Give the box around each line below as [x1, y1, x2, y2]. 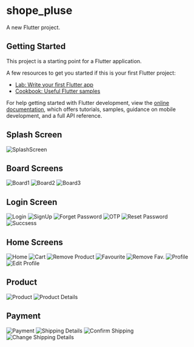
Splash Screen [6, 130, 62, 140]
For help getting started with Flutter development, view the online [6, 99, 170, 106]
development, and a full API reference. [6, 112, 102, 119]
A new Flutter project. [6, 24, 61, 31]
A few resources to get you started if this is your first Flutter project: [6, 69, 176, 76]
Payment [6, 311, 41, 322]
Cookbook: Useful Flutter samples [15, 87, 101, 95]
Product [6, 277, 38, 288]
